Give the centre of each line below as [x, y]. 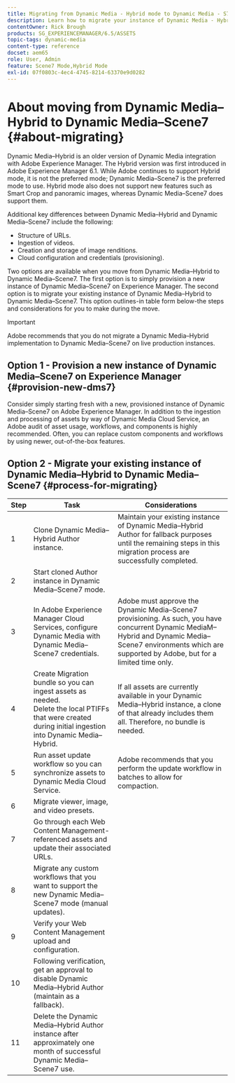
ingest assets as [60, 691]
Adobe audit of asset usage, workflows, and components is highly [102, 427]
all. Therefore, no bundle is [162, 722]
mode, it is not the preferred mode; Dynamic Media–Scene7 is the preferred [116, 179]
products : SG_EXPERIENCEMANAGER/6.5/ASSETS [72, 33]
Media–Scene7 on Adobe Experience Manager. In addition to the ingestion [114, 411]
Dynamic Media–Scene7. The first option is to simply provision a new [106, 279]
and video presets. [64, 810]
